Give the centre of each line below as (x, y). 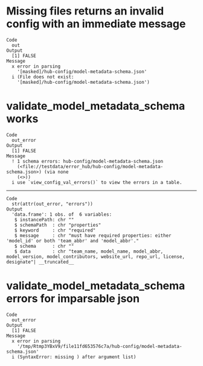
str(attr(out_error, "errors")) (53, 204)
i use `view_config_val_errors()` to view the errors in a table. (97, 182)
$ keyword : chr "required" (55, 230)
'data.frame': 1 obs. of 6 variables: (62, 214)
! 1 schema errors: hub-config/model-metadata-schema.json (88, 161)
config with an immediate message (96, 24)
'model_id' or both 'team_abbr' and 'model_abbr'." (72, 241)
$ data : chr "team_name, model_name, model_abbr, (89, 251)
